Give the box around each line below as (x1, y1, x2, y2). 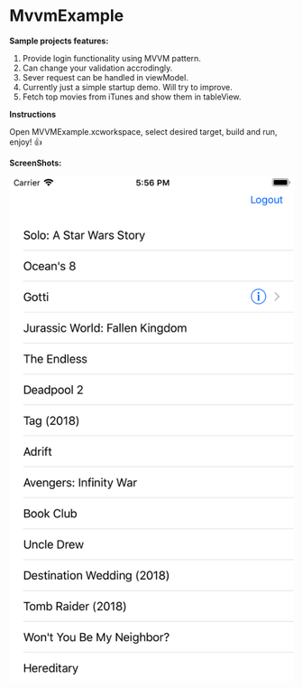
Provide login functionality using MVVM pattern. (22, 52, 201, 63)
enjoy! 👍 (9, 137, 42, 147)
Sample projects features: (9, 35, 109, 46)
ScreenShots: (9, 157, 62, 168)
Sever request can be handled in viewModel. (22, 71, 189, 82)
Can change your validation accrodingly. (22, 62, 173, 73)
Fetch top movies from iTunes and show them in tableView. (22, 91, 242, 102)
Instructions (9, 109, 57, 119)
